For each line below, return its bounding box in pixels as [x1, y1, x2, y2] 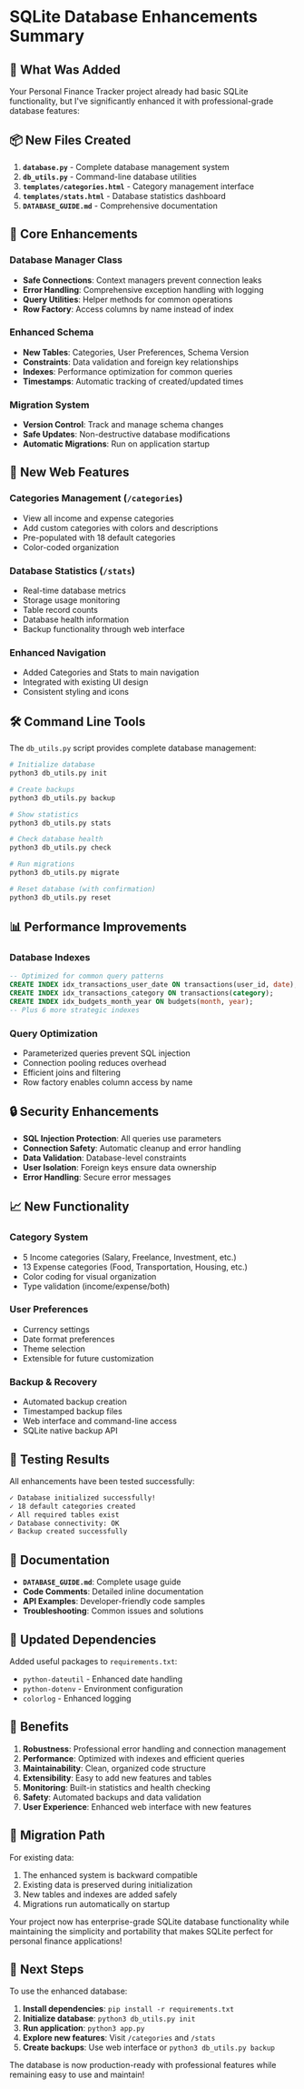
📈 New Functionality [9, 1199, 130, 1215]
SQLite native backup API [22, 1425, 118, 1436]
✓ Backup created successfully [9, 1527, 128, 1536]
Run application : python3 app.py [22, 2023, 145, 2034]
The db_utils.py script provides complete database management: [9, 743, 257, 754]
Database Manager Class [9, 254, 123, 266]
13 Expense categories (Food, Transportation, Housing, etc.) [22, 1261, 248, 1272]
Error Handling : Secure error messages [22, 1171, 172, 1182]
